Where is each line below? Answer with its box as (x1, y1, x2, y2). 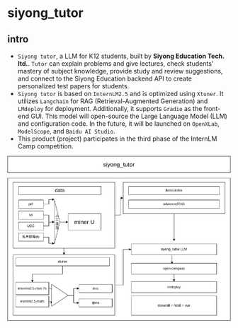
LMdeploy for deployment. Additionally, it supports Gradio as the (17, 105, 203, 112)
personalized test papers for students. (17, 82, 130, 90)
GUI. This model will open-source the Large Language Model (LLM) (30, 112, 228, 120)
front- (203, 105, 221, 112)
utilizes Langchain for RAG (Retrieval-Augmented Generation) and (17, 97, 208, 105)
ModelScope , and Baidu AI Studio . (17, 127, 115, 135)
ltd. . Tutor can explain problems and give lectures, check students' (17, 59, 214, 68)
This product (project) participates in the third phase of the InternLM (17, 134, 217, 143)
